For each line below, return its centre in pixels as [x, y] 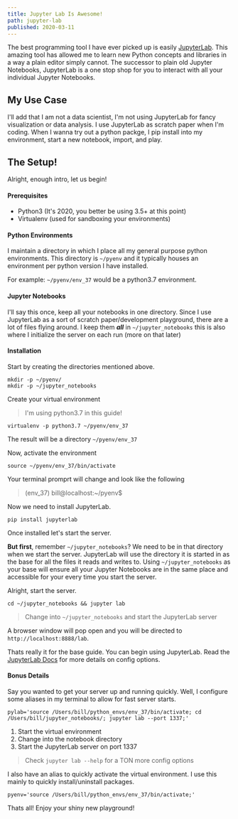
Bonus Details [28, 675]
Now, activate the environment [52, 453]
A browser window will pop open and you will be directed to [95, 631]
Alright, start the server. [42, 590]
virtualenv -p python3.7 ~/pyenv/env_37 [68, 426]
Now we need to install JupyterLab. [59, 506]
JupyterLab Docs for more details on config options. [84, 659]
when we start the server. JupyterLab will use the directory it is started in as [119, 554]
